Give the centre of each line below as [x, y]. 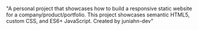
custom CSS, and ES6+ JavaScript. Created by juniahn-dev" [80, 21]
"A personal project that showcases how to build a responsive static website [99, 9]
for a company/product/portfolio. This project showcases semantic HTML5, [98, 15]
